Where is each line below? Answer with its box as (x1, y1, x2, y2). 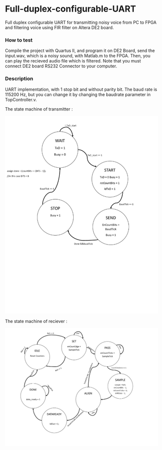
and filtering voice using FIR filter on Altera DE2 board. (5, 24, 114, 30)
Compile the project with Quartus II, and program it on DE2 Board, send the (5, 48, 155, 54)
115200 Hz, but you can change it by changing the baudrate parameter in (5, 91, 151, 97)
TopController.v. (5, 96, 37, 102)
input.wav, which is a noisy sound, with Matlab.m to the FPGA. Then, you (5, 53, 150, 59)
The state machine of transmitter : (5, 106, 73, 112)
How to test (5, 36, 33, 43)
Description (5, 75, 33, 82)
